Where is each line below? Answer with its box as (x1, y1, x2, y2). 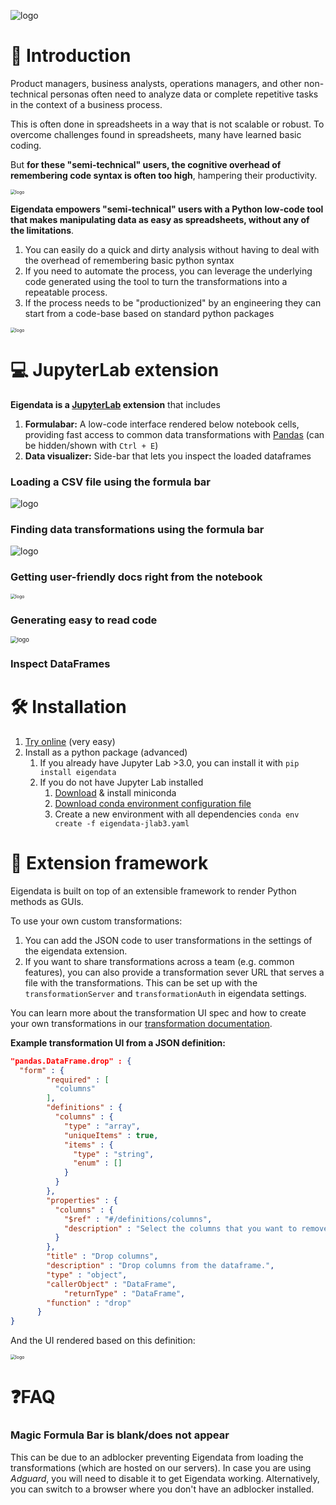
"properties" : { (46, 1195, 118, 1205)
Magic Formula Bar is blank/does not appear (10, 1428, 230, 1442)
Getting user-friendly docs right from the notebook (10, 570, 263, 584)
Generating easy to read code (10, 613, 158, 627)
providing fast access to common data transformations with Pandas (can (24, 428, 325, 440)
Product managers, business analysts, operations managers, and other (10, 77, 302, 89)
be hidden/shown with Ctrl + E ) (24, 439, 159, 451)
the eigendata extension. (24, 945, 128, 957)
